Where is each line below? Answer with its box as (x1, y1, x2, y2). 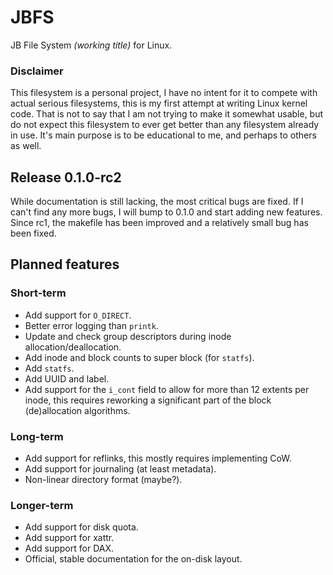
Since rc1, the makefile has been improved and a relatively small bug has (10, 217, 309, 229)
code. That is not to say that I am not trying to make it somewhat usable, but (10, 108, 324, 120)
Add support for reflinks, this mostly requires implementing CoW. (24, 452, 292, 465)
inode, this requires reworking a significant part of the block (24, 394, 272, 406)
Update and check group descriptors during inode (24, 330, 232, 342)
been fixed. (10, 227, 57, 240)
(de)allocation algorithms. (24, 404, 131, 416)
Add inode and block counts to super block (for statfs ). (24, 351, 255, 363)
